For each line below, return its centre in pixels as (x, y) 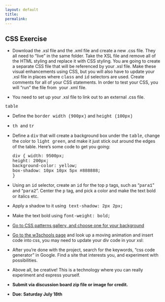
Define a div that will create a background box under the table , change (86, 136)
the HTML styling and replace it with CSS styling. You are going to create (86, 61)
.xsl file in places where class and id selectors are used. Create (78, 77)
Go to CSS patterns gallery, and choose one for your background (78, 226)
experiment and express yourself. (46, 275)
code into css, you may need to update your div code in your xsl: (78, 240)
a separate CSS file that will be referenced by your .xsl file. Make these (84, 67)
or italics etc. (25, 196)
